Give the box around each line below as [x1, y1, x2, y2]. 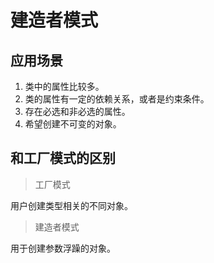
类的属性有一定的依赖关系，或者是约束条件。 [24, 93, 210, 105]
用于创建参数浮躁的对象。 [10, 242, 116, 254]
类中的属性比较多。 [24, 81, 105, 92]
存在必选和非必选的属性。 [24, 106, 131, 117]
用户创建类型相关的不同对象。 [10, 199, 133, 211]
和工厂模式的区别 [10, 150, 116, 167]
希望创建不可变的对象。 [24, 118, 122, 130]
